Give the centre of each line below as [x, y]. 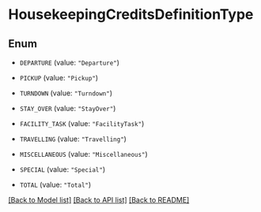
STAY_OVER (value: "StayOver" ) [68, 108]
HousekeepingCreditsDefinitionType [131, 15]
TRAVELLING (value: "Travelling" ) [73, 139]
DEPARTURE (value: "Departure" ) [70, 62]
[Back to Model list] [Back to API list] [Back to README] [99, 200]
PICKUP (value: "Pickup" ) [59, 78]
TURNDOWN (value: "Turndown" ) [66, 93]
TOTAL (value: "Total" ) [55, 184]
